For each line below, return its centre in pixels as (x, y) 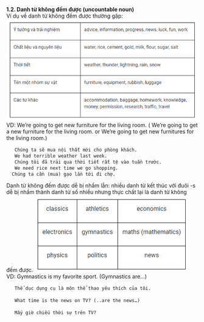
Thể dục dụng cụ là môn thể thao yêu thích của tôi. (83, 289)
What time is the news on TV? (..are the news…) (77, 301)
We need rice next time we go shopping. (66, 168)
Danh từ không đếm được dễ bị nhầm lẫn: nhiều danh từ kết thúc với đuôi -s (101, 186)
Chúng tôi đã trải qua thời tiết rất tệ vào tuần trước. (88, 162)
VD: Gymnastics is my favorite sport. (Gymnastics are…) (77, 276)
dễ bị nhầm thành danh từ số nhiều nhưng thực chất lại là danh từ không (97, 192)
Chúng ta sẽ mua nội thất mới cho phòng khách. (76, 150)
